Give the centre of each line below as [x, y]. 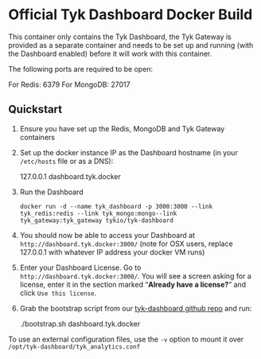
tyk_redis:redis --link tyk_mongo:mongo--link [98, 213]
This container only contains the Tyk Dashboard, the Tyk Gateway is [120, 37]
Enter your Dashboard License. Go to [80, 267]
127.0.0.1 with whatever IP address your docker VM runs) [112, 252]
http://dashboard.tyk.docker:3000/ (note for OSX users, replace [126, 244]
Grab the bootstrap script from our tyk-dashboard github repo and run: [136, 308]
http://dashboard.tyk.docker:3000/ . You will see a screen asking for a [136, 275]
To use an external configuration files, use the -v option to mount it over [126, 339]
